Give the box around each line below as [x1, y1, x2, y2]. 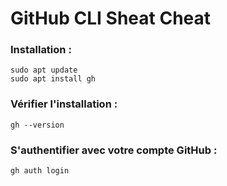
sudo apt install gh [10, 74, 97, 84]
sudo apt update [10, 65, 78, 76]
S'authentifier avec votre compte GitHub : [10, 143, 218, 157]
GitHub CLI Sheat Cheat [10, 7, 212, 30]
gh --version [10, 120, 65, 130]
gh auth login [10, 166, 70, 176]
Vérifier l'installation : [10, 97, 118, 111]
